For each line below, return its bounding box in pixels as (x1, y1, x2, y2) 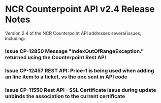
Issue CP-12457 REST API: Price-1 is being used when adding (5, 67, 154, 74)
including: (5, 35, 26, 41)
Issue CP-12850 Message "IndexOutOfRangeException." (5, 48, 144, 55)
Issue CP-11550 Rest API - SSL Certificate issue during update (5, 86, 157, 93)
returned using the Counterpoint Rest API (5, 54, 106, 61)
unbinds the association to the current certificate (5, 93, 126, 100)
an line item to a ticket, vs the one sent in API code (5, 73, 128, 80)
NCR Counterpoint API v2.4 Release (5, 3, 155, 15)
